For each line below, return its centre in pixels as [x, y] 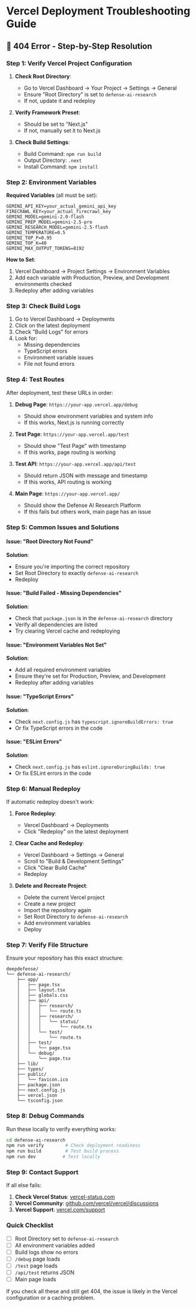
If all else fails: [24, 1185]
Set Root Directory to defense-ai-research [76, 917]
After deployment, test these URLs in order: [60, 393]
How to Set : [21, 259]
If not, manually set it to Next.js [62, 130]
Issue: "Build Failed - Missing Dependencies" [64, 593]
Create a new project [50, 904]
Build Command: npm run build [63, 154]
